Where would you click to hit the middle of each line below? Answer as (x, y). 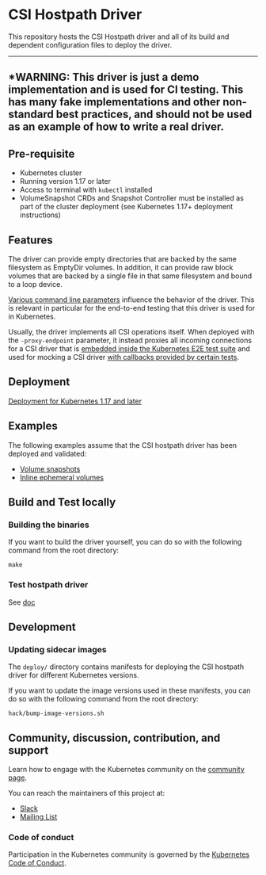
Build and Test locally (62, 502)
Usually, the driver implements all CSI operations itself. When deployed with (131, 331)
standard (31, 115)
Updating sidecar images (57, 649)
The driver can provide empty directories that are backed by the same (123, 258)
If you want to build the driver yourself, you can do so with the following (125, 542)
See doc (22, 602)
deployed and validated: (47, 453)
